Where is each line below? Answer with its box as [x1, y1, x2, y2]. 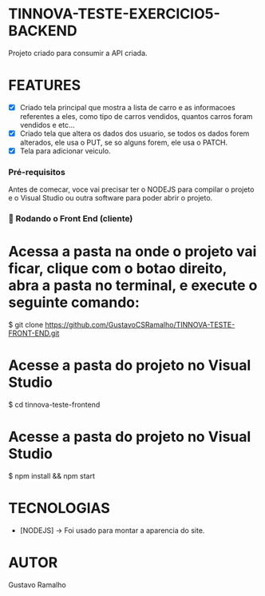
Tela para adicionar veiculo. [19, 146, 111, 156]
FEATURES [8, 77, 81, 94]
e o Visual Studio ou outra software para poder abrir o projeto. [8, 193, 213, 203]
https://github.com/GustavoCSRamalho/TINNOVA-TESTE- [45, 320, 235, 330]
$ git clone [8, 320, 44, 330]
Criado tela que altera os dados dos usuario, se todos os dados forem [19, 129, 250, 138]
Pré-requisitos [8, 166, 65, 177]
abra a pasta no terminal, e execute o [8, 276, 258, 295]
